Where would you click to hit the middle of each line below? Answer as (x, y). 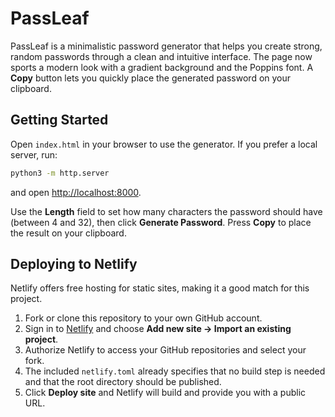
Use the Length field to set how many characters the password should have (166, 211)
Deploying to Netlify (74, 264)
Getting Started (59, 120)
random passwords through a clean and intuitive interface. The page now (161, 56)
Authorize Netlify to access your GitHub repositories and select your (165, 350)
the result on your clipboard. (68, 233)
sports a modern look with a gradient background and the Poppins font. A (162, 67)
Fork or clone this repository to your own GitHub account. (143, 318)
